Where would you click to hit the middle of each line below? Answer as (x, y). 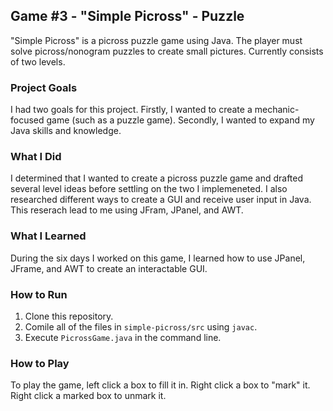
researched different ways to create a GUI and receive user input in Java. (161, 200)
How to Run (39, 294)
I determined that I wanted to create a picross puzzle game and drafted (157, 178)
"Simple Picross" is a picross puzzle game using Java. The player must (156, 40)
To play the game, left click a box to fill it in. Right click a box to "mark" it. (160, 385)
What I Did (36, 157)
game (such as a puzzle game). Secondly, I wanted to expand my (180, 120)
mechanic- (277, 110)
